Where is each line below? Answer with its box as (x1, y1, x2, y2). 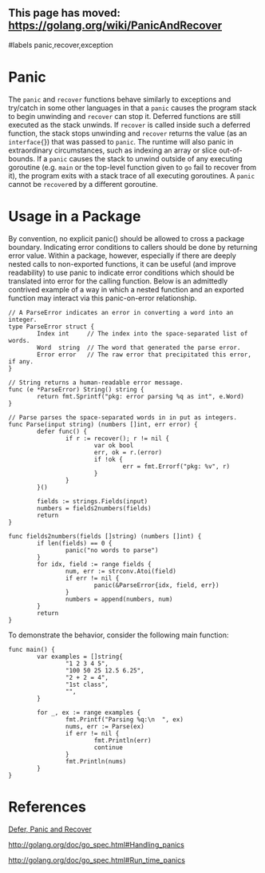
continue (93, 743, 124, 752)
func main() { (8, 645, 56, 653)
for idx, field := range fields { (37, 560, 152, 568)
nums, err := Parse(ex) (65, 722, 145, 730)
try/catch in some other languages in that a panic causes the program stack (8, 103, 257, 113)
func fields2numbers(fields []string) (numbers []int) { (8, 532, 202, 540)
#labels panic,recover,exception (8, 40, 113, 50)
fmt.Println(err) (93, 736, 152, 744)
